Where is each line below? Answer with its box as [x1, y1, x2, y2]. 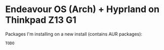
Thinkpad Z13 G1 [5, 14, 77, 26]
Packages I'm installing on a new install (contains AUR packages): [5, 31, 143, 37]
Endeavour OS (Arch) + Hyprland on [5, 4, 159, 15]
